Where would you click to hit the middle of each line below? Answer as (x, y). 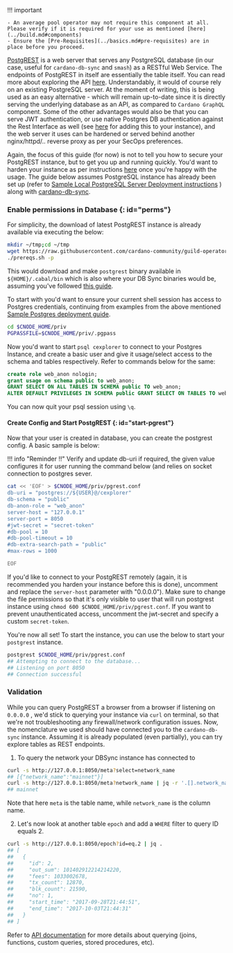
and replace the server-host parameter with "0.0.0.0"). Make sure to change (116, 592)
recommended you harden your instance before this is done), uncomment (113, 584)
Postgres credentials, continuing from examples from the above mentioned (114, 307)
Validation (25, 692)
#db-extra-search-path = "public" (57, 545)
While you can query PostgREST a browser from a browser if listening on (111, 707)
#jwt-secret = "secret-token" (51, 525)
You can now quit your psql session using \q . (71, 407)
